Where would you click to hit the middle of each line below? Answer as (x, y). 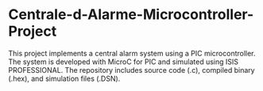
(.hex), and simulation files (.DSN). (64, 78)
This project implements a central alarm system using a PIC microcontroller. (132, 53)
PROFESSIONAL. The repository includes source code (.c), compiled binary (132, 70)
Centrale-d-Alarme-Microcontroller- (131, 15)
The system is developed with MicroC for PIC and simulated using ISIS (124, 62)
